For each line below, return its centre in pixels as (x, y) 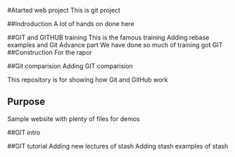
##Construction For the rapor (50, 52)
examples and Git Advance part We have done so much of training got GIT (115, 45)
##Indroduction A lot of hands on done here (71, 24)
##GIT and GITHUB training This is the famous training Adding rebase (108, 37)
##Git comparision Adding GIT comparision (70, 66)
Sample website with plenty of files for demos (74, 118)
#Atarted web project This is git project (64, 10)
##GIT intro (24, 132)
